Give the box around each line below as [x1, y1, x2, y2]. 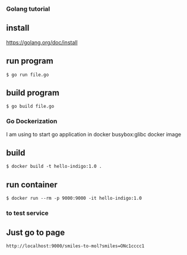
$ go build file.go [6, 103, 55, 110]
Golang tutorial [6, 5, 50, 13]
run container [6, 180, 58, 190]
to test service [6, 209, 49, 218]
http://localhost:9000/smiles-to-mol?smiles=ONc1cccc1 [6, 243, 145, 249]
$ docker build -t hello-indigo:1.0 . [6, 164, 102, 170]
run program [6, 56, 53, 66]
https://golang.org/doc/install [6, 39, 78, 46]
